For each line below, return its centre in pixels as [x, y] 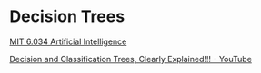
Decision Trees [67, 17]
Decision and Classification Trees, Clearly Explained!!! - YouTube [131, 59]
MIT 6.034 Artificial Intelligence [68, 41]
